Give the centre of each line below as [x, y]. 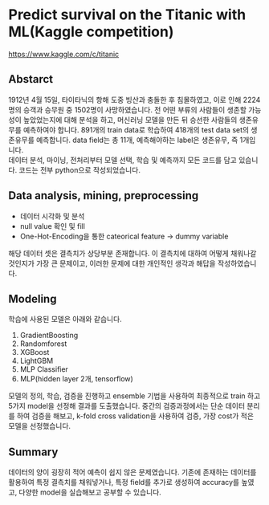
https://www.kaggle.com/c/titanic [64, 54]
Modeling [33, 299]
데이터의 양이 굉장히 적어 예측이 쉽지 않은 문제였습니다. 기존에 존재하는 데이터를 [132, 472]
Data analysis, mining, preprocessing [104, 195]
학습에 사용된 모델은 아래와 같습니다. [65, 320]
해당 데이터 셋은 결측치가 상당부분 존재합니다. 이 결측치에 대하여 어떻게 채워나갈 [132, 253]
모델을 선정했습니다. [39, 426]
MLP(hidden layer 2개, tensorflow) [77, 379]
